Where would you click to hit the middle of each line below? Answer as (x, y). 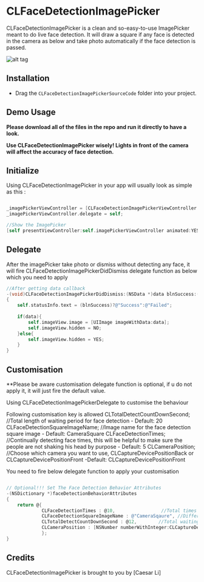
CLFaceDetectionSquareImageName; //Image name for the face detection (99, 427)
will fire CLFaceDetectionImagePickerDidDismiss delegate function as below (102, 271)
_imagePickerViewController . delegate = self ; (65, 214)
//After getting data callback (46, 288)
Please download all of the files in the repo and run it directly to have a (97, 127)
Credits (21, 558)
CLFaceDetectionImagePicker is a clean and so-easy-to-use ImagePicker (98, 28)
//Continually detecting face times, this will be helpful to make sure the (95, 440)
